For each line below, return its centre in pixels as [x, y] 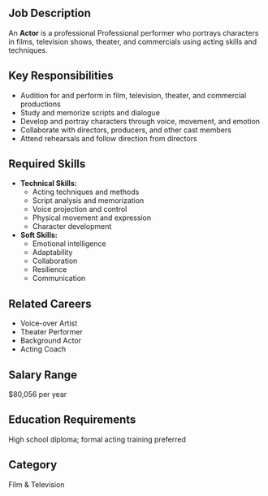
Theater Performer [51, 332]
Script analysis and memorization [88, 201]
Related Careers [50, 304]
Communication [59, 278]
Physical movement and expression [92, 218]
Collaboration [55, 261]
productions [40, 104]
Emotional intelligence [69, 244]
